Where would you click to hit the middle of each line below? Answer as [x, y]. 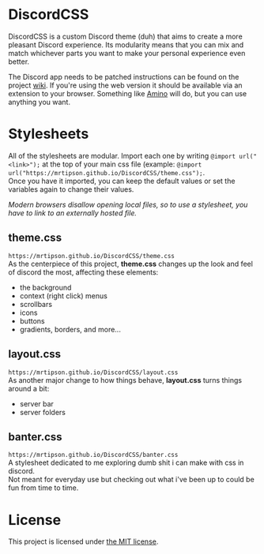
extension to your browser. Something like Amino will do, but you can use [128, 93]
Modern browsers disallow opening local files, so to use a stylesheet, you [128, 204]
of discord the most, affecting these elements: [83, 272]
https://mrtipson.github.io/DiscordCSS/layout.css [93, 372]
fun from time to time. [43, 488]
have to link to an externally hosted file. [72, 213]
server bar [36, 403]
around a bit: [29, 388]
